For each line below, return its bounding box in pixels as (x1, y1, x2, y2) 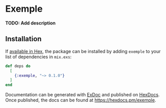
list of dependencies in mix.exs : (5, 53, 72, 60)
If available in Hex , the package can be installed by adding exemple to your (5, 48, 161, 54)
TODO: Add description (5, 20, 56, 26)
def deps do (5, 63, 31, 69)
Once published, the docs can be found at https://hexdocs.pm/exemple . (5, 97, 156, 103)
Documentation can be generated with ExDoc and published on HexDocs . (5, 92, 160, 98)
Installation (5, 35, 42, 43)
